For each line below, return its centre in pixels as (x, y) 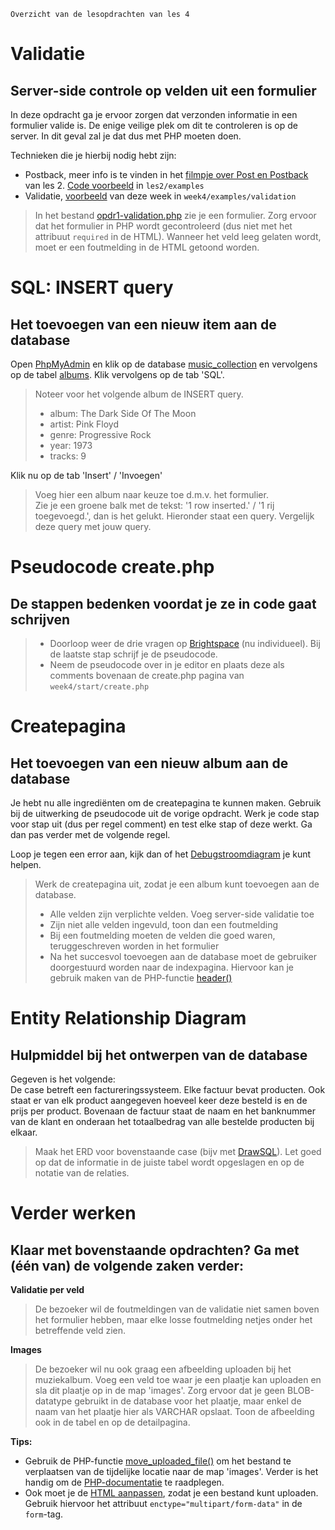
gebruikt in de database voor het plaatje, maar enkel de (188, 1401)
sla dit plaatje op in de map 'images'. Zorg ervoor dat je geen (160, 1390)
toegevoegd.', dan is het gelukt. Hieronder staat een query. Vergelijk (174, 516)
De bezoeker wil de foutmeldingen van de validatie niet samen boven (177, 1309)
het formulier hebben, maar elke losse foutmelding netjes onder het (173, 1319)
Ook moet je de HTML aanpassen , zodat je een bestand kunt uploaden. (171, 1493)
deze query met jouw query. (93, 526)
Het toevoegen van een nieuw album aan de (149, 763)
